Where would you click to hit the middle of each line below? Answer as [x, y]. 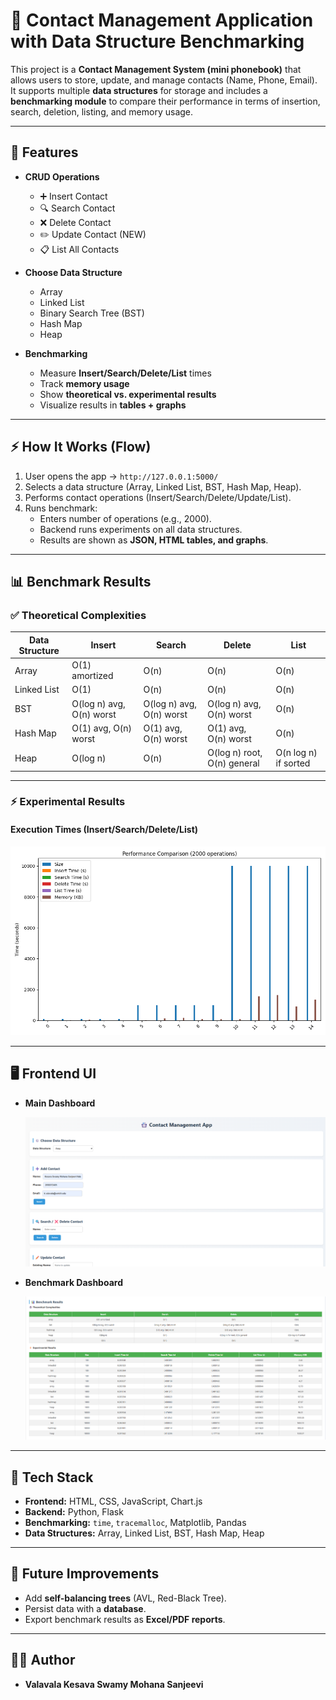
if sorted [293, 763]
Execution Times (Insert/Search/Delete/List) [104, 830]
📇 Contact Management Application [162, 20]
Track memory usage [84, 383]
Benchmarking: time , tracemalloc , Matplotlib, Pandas [135, 1523]
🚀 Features [44, 152]
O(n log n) [296, 752]
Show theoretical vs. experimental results [128, 394]
